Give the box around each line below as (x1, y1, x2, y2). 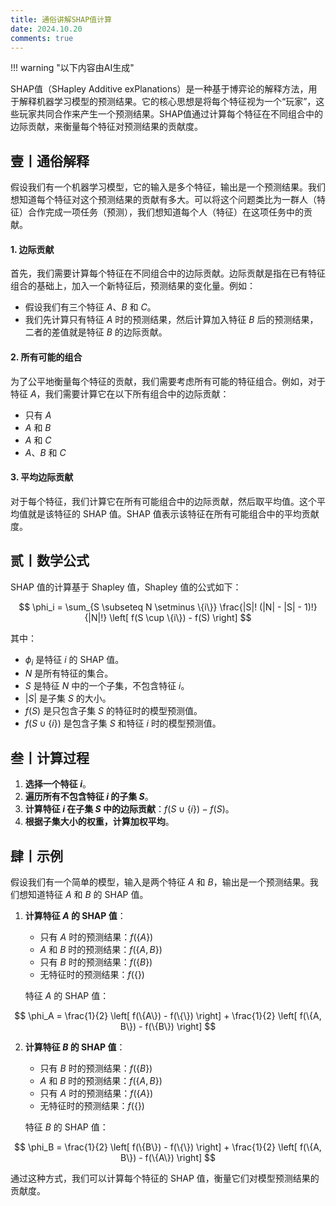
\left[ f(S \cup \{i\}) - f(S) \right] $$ (109, 611, 252, 623)
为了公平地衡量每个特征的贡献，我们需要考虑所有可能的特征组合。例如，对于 (10, 375, 326, 387)
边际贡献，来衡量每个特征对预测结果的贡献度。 (10, 121, 203, 133)
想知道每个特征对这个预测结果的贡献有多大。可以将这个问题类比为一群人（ (10, 194, 317, 206)
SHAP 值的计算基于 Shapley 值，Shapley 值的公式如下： (10, 581, 242, 593)
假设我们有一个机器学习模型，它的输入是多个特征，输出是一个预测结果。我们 (10, 181, 326, 193)
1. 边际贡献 (10, 243, 55, 255)
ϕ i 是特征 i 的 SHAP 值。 (24, 653, 125, 668)
